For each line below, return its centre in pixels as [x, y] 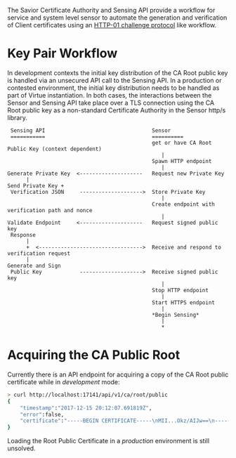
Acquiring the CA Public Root [94, 355]
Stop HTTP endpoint [181, 290]
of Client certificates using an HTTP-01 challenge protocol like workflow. [112, 25]
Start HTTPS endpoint [184, 302]
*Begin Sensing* [176, 315]
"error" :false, [42, 414]
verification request [39, 253]
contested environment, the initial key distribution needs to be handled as [113, 88]
